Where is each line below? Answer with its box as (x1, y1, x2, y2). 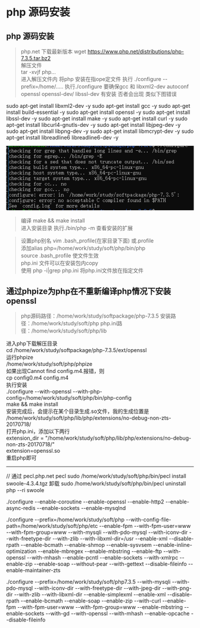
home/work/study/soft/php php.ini (33, 320, 117, 327)
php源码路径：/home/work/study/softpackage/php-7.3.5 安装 (20, 312, 171, 319)
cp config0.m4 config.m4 (6, 374, 69, 381)
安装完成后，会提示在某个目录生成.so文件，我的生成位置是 (6, 408, 149, 415)
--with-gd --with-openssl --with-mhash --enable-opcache (45, 610, 190, 617)
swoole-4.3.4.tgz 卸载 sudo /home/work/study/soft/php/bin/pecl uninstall (6, 480, 186, 487)
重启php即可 (6, 454, 37, 462)
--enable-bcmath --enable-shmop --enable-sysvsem (20, 542, 152, 549)
